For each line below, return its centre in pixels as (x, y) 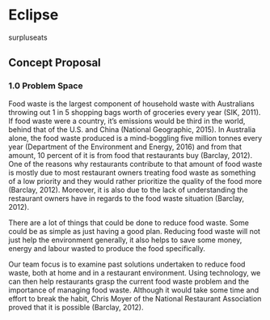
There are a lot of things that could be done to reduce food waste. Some (129, 222)
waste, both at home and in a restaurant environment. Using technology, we (135, 272)
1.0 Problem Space (46, 86)
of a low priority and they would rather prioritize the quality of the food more (135, 181)
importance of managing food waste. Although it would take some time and (134, 290)
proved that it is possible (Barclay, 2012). (76, 307)
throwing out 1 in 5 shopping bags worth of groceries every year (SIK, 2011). (135, 112)
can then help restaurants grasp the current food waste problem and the (129, 281)
